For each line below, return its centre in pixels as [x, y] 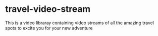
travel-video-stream [48, 9]
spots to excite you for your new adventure [49, 28]
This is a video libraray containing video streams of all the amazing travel [79, 23]
